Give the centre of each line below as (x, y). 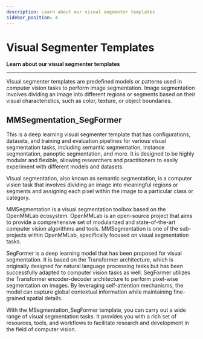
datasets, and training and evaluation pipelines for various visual (86, 141)
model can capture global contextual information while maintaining (89, 292)
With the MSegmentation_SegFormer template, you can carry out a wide (96, 310)
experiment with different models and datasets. (65, 166)
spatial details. (45, 298)
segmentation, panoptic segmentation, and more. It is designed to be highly (100, 154)
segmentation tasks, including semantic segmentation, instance (85, 147)
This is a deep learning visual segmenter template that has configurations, (98, 134)
